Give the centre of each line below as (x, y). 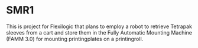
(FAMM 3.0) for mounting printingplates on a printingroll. (75, 39)
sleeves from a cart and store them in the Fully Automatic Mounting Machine (99, 32)
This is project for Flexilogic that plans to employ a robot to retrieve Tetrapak (99, 26)
